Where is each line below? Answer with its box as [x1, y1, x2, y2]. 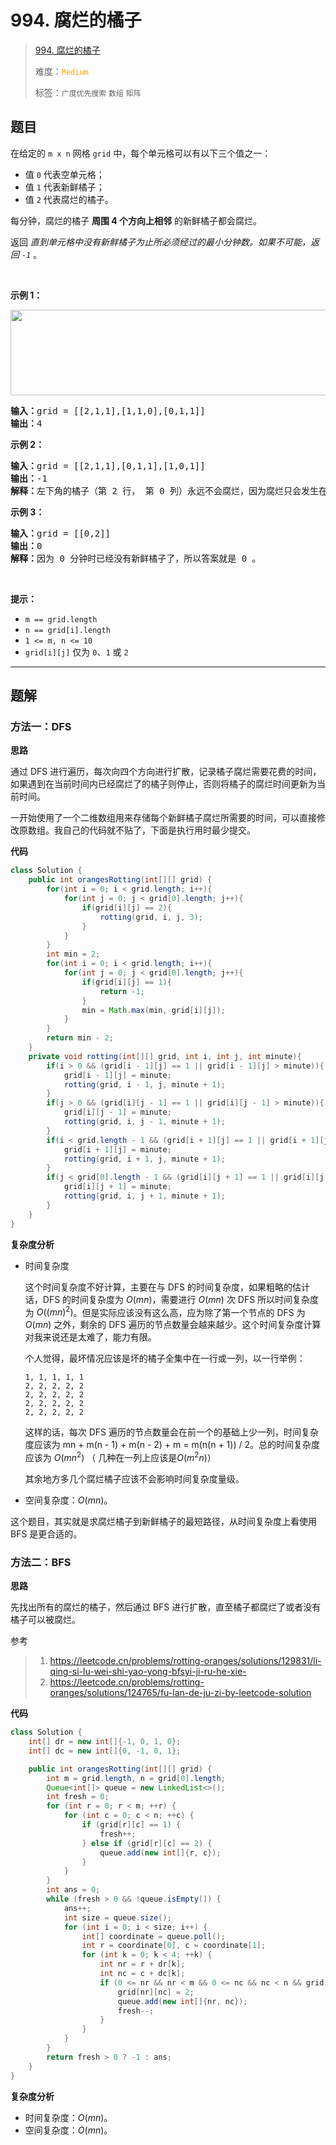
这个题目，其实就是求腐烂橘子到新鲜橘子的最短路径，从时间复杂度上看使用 [10, 1515, 317, 1527]
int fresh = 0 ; [46, 1792, 110, 1802]
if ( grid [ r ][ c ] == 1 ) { [81, 1820, 182, 1830]
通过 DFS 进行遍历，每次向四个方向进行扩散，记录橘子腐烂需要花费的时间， [10, 766, 322, 778]
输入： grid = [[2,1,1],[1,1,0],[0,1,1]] [10, 405, 206, 416]
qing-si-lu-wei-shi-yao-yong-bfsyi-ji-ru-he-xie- [49, 1666, 247, 1678]
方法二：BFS [10, 1555, 72, 1569]
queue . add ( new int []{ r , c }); [99, 1847, 222, 1858]
